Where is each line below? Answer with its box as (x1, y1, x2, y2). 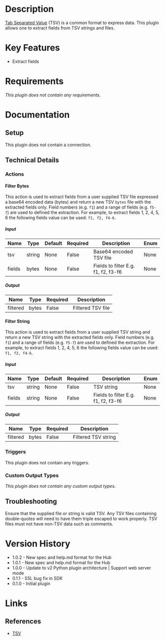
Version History (5, 538, 70, 549)
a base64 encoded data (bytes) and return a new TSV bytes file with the (5, 199, 151, 205)
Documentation (5, 109, 70, 120)
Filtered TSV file (73, 305, 110, 311)
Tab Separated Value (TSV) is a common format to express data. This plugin (5, 20, 159, 26)
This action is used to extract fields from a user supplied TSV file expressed (5, 194, 159, 200)
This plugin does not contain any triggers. (5, 459, 90, 465)
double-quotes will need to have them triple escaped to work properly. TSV (5, 516, 158, 521)
